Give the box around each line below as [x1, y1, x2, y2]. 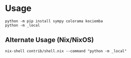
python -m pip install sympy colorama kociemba [5, 19, 103, 23]
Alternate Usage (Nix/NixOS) [5, 36, 94, 44]
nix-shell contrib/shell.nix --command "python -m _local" [5, 48, 127, 53]
